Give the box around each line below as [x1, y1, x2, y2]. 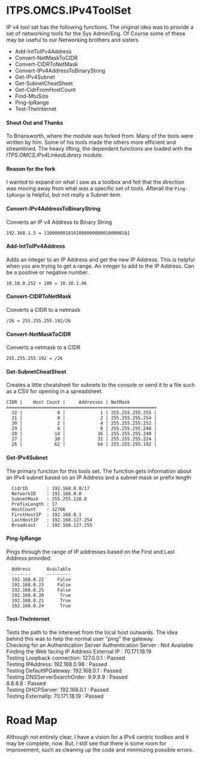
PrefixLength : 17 [11, 501, 58, 507]
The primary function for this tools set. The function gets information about [6, 467, 192, 475]
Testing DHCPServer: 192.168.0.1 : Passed [6, 686, 109, 693]
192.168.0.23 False [11, 581, 71, 588]
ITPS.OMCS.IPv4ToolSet [6, 4, 131, 17]
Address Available [11, 566, 71, 572]
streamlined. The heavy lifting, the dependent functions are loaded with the [6, 145, 193, 152]
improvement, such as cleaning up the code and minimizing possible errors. [6, 746, 194, 753]
